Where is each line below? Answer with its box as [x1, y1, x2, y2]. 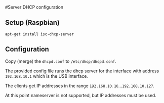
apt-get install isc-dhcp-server [5, 32, 74, 37]
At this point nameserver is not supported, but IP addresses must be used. [5, 92, 157, 98]
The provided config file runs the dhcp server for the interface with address [5, 68, 159, 74]
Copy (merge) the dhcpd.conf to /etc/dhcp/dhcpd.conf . [5, 58, 117, 64]
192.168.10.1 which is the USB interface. [5, 73, 88, 79]
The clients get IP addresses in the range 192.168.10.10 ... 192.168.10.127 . [5, 83, 155, 89]
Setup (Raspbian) [5, 18, 60, 27]
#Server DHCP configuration [5, 4, 63, 10]
